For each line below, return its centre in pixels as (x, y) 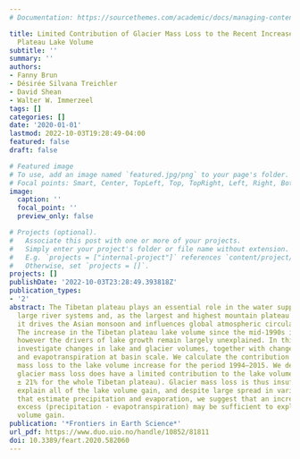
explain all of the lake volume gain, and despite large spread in (146, 390)
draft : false (33, 150)
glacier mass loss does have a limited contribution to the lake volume (155, 374)
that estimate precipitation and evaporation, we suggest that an (143, 399)
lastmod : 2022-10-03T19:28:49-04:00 (77, 134)
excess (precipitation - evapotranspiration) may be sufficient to (146, 407)
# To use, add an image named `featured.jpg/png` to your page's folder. (150, 174)
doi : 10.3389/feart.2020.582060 (69, 440)
